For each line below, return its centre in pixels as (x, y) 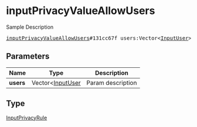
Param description (112, 83)
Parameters (28, 56)
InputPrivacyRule (27, 118)
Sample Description (30, 27)
